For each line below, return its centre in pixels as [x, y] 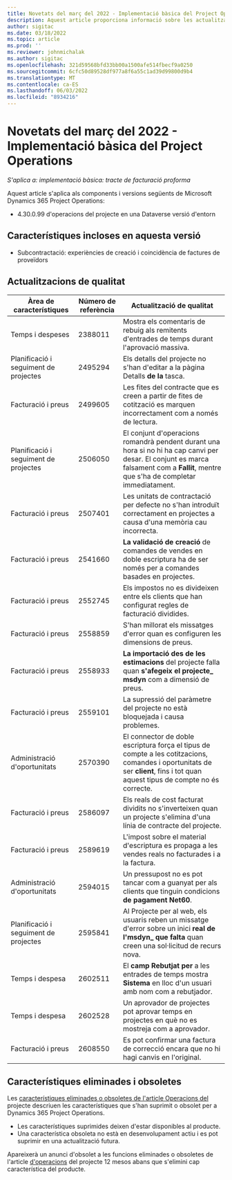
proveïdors [32, 259]
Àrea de [41, 301]
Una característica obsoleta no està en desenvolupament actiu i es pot [118, 1134]
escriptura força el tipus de [167, 745]
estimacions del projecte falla [172, 662]
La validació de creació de [167, 542]
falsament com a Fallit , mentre [172, 468]
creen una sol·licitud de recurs [172, 946]
